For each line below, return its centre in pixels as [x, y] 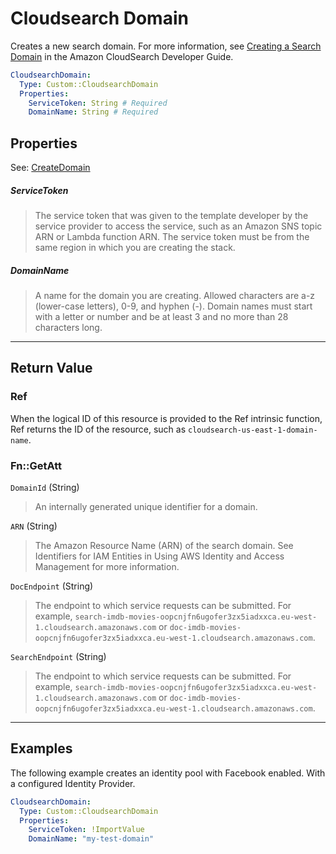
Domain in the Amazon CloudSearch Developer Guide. [122, 56]
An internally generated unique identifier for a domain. [146, 507]
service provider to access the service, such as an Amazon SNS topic [178, 226]
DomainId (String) [45, 488]
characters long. [68, 328]
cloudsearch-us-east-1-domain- [252, 430]
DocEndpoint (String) [52, 586]
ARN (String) [34, 526]
